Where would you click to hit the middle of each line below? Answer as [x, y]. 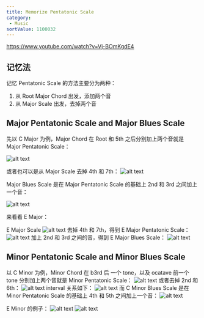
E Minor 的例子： [27, 308]
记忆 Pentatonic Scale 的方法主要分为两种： [61, 83]
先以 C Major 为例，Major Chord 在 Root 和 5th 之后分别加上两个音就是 [95, 139]
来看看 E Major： [27, 216]
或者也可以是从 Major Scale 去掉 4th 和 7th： [63, 171]
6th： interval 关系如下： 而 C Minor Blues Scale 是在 [98, 287]
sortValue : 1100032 [31, 29]
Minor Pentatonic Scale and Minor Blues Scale [96, 257]
